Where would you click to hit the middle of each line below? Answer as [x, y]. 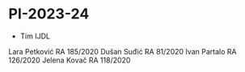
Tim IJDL [35, 36]
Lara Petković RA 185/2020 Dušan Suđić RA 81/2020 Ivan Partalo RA [122, 51]
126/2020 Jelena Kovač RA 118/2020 [70, 60]
